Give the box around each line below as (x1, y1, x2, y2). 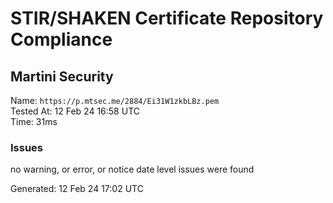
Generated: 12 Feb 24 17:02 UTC (10, 183, 144, 195)
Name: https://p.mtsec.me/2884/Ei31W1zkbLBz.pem (10, 95, 220, 106)
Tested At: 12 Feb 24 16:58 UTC (10, 105, 140, 117)
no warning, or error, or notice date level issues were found (10, 163, 255, 176)
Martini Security (10, 68, 114, 85)
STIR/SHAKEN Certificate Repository (10, 7, 324, 30)
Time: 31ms (10, 116, 58, 127)
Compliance (10, 28, 113, 51)
